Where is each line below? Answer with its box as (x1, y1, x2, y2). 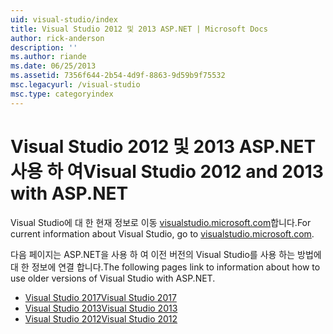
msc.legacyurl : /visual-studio (10, 80, 141, 90)
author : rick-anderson (10, 33, 105, 43)
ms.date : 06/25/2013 (10, 61, 97, 71)
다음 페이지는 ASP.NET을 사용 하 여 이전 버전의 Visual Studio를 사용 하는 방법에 (10, 248, 322, 260)
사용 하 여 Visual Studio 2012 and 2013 (10, 160, 324, 183)
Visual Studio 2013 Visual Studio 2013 (24, 302, 178, 314)
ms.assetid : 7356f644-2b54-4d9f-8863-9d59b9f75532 (10, 71, 226, 81)
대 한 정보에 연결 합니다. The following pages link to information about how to (10, 261, 321, 273)
